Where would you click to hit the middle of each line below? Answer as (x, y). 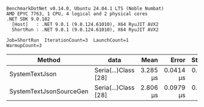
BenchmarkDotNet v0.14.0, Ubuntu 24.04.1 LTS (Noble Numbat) (85, 8)
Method (49, 60)
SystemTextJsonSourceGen (49, 91)
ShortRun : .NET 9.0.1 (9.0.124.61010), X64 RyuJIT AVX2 (85, 30)
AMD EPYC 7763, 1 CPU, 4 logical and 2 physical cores (77, 14)
